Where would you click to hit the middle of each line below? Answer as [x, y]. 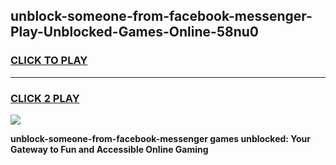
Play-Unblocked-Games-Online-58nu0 [134, 32]
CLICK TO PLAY [49, 61]
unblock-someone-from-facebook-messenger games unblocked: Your [161, 138]
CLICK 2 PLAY [45, 98]
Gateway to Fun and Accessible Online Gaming [109, 149]
